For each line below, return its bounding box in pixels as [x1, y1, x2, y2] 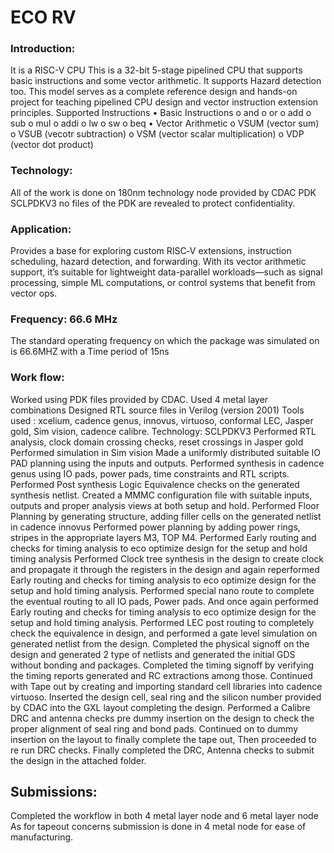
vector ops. [10, 287, 58, 300]
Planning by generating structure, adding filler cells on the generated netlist [10, 510, 322, 522]
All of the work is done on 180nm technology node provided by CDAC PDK [10, 186, 317, 198]
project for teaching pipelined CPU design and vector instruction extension [10, 96, 319, 108]
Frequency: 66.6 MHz [10, 312, 118, 326]
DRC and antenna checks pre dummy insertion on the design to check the [10, 712, 315, 724]
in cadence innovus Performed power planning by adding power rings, [10, 521, 301, 533]
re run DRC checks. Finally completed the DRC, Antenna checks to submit [10, 744, 315, 756]
